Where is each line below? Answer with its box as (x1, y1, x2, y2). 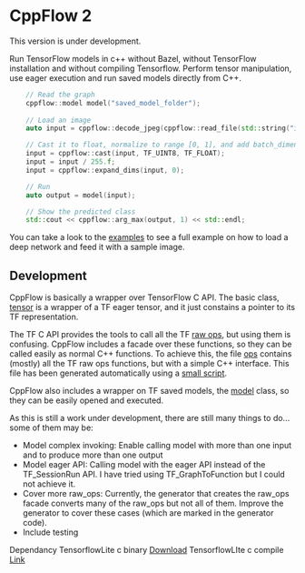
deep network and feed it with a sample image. (9, 242, 185, 253)
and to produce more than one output (22, 449, 163, 460)
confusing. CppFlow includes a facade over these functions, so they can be (9, 338, 292, 350)
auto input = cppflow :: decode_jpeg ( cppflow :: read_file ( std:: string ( (25, 124, 290, 133)
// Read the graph (25, 90, 95, 99)
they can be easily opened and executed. (9, 395, 164, 406)
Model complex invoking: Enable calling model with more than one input (22, 440, 292, 451)
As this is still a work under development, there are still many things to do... (9, 413, 290, 424)
